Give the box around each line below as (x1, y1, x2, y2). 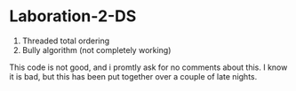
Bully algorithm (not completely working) (21, 44, 172, 55)
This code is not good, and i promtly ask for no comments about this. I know (9, 62, 288, 72)
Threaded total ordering (21, 35, 110, 46)
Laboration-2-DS (9, 6, 137, 27)
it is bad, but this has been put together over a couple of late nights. (9, 71, 258, 81)
